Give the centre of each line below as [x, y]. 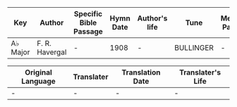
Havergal [51, 52]
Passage [89, 31]
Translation [141, 72]
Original [38, 72]
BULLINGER [194, 48]
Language [38, 81]
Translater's [200, 72]
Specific [88, 14]
